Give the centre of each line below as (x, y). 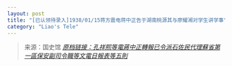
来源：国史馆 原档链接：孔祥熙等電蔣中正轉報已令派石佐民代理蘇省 (119, 47)
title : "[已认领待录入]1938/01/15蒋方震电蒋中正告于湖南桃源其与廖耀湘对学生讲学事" (117, 20)
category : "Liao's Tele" (43, 26)
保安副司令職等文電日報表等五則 (82, 56)
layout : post (26, 14)
